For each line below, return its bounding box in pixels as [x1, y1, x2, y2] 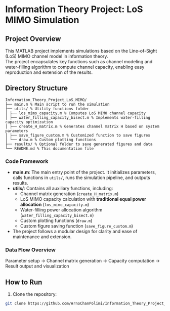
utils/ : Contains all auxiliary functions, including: [12, 186, 113, 192]
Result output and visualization [5, 263, 69, 269]
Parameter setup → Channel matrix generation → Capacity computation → [5, 258, 160, 264]
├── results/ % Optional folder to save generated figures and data [5, 142, 153, 147]
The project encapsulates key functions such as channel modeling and [5, 59, 153, 64]
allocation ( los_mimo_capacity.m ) [20, 201, 90, 208]
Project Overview [5, 34, 61, 43]
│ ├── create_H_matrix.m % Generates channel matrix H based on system [5, 124, 159, 129]
